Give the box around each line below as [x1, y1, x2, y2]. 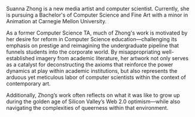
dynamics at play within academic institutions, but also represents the [6, 67, 178, 74]
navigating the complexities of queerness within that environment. [6, 104, 169, 111]
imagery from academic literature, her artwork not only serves [35, 55, 189, 61]
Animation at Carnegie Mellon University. [6, 18, 107, 24]
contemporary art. [6, 80, 51, 87]
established [6, 55, 35, 61]
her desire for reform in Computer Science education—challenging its [6, 36, 177, 42]
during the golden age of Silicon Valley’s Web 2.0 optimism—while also [6, 98, 181, 105]
